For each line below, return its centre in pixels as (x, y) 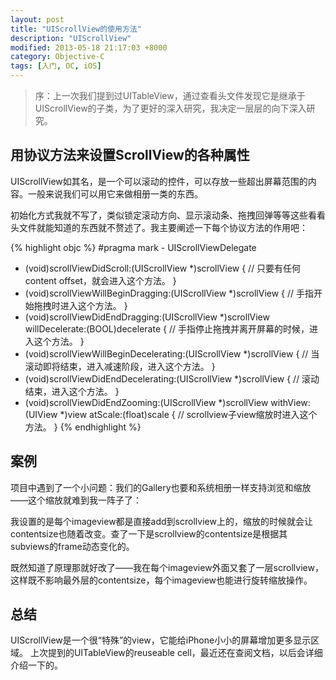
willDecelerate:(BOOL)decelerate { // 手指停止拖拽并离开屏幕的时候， (167, 328)
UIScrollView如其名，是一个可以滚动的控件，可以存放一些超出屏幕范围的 (159, 181)
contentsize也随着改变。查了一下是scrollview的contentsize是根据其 (149, 533)
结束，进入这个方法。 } (72, 391)
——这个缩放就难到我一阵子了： (76, 500)
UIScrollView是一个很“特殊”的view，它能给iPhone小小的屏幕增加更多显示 (161, 640)
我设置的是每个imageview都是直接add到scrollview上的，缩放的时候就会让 (161, 521)
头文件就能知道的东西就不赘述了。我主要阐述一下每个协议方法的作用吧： (159, 227)
